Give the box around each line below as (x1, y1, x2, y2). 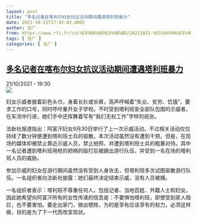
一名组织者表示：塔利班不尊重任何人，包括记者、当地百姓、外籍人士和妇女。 (6, 187, 191, 194)
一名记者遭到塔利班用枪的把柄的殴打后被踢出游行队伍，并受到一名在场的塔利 (6, 147, 191, 154)
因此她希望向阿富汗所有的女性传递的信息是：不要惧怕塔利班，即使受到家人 (6, 194, 186, 201)
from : (6, 30, 19, 36)
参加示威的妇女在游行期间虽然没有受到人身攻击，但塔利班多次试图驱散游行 (6, 167, 186, 174)
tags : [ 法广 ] (6, 36, 42, 42)
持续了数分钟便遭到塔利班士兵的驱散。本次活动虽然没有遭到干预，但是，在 (6, 132, 186, 139)
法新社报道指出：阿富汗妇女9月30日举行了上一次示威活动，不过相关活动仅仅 (6, 125, 191, 132)
